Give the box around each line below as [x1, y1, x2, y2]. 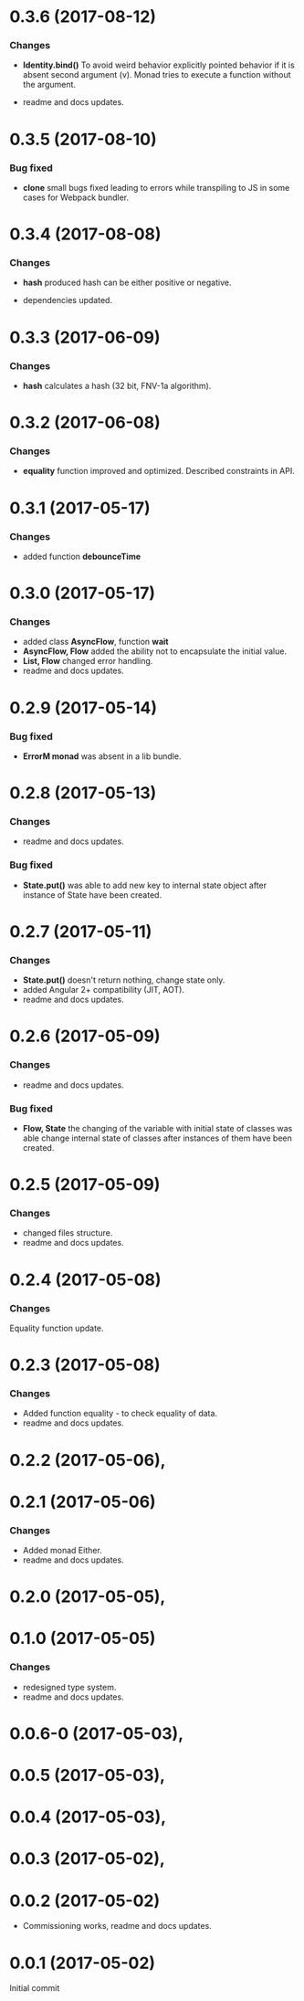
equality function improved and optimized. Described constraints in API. [22, 466, 295, 477]
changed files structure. [22, 1227, 113, 1238]
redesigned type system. [22, 1681, 117, 1692]
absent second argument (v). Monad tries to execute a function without [22, 69, 291, 80]
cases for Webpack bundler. [22, 192, 130, 203]
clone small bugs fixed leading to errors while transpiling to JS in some [22, 182, 290, 193]
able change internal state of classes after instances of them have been [22, 1132, 292, 1143]
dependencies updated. [22, 295, 112, 306]
